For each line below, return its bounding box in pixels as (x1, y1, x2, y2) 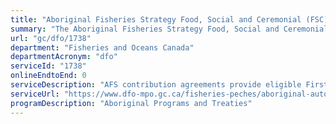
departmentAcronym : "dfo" (10, 52, 118, 62)
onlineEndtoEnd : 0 (10, 71, 87, 81)
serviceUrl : (10, 89, 60, 99)
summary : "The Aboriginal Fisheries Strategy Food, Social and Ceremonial (10, 24, 329, 34)
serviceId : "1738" (10, 61, 87, 71)
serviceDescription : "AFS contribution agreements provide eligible (10, 80, 302, 90)
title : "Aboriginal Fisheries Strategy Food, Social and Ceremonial (10, 14, 302, 25)
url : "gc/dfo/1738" (10, 33, 92, 43)
